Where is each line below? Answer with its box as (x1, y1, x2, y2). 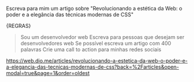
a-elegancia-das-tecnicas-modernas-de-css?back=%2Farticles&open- (6, 63, 179, 70)
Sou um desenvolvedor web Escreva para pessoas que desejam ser (20, 34, 185, 40)
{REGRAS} (6, 23, 31, 29)
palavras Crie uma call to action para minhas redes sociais (20, 46, 162, 53)
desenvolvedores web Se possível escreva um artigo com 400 (20, 40, 172, 47)
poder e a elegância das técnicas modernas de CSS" (6, 11, 134, 18)
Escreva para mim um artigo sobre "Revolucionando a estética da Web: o (6, 5, 183, 12)
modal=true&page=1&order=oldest (6, 70, 90, 76)
